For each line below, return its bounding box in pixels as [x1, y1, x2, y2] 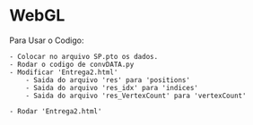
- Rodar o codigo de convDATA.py [9, 60, 135, 69]
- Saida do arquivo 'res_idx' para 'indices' [25, 83, 199, 92]
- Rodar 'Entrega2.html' [9, 106, 102, 116]
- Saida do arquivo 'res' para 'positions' [25, 75, 191, 85]
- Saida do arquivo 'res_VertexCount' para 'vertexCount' [25, 91, 247, 100]
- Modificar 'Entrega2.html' [9, 68, 118, 77]
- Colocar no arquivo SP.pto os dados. [9, 52, 159, 61]
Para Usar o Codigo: [9, 35, 84, 46]
